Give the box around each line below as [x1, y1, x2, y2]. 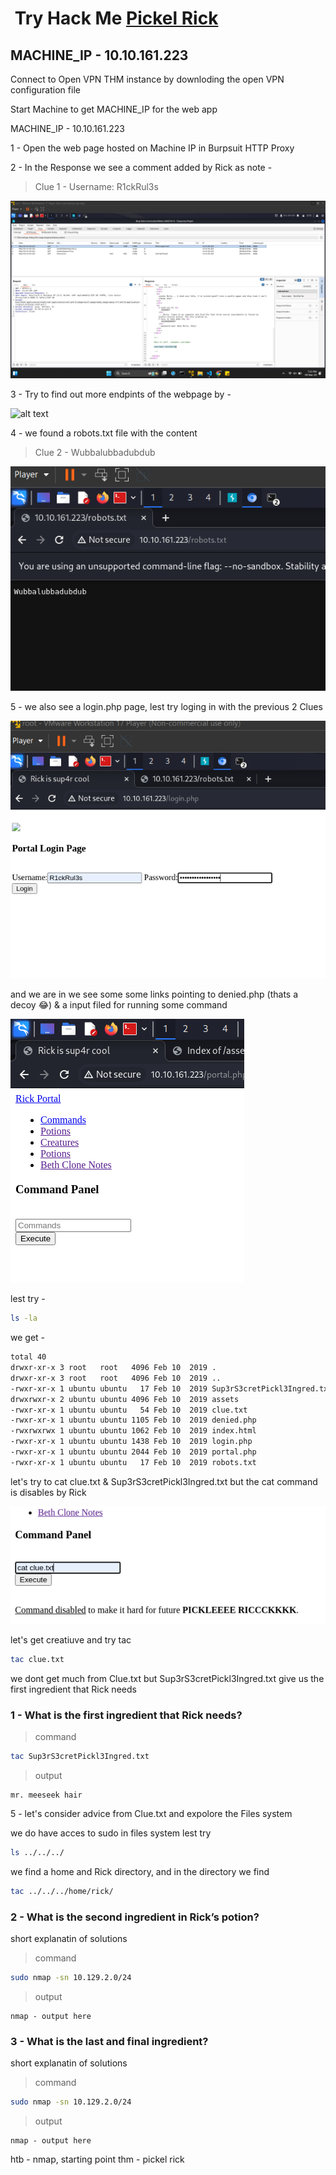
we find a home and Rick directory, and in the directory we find [10, 1865, 270, 1877]
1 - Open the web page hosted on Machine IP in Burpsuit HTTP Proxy [10, 142, 295, 154]
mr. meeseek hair [10, 1790, 83, 1800]
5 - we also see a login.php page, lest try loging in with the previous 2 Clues [10, 700, 323, 712]
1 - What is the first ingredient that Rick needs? [10, 1708, 243, 1722]
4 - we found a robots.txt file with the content [10, 427, 198, 439]
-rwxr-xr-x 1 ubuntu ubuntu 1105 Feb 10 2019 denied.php [10, 1415, 257, 1426]
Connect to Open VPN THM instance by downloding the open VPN [10, 73, 285, 85]
